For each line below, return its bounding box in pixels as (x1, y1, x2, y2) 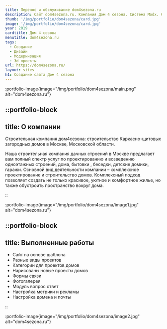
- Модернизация (9, 53, 41, 59)
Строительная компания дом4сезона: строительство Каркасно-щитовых (5, 136, 162, 142)
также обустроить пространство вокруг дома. (5, 182, 104, 188)
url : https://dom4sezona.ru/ (5, 63, 66, 68)
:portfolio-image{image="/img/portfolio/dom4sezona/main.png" (5, 86, 136, 92)
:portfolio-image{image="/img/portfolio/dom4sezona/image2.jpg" (5, 314, 140, 320)
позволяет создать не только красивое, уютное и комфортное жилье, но (5, 177, 161, 183)
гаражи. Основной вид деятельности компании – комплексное (5, 166, 139, 172)
